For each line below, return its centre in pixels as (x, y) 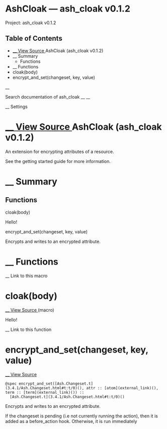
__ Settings (16, 107)
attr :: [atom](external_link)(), (122, 388)
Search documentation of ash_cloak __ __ (48, 97)
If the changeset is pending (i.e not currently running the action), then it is (82, 416)
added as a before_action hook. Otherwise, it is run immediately (71, 421)
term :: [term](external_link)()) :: (45, 392)
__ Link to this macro (26, 276)
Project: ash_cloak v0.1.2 (31, 23)
